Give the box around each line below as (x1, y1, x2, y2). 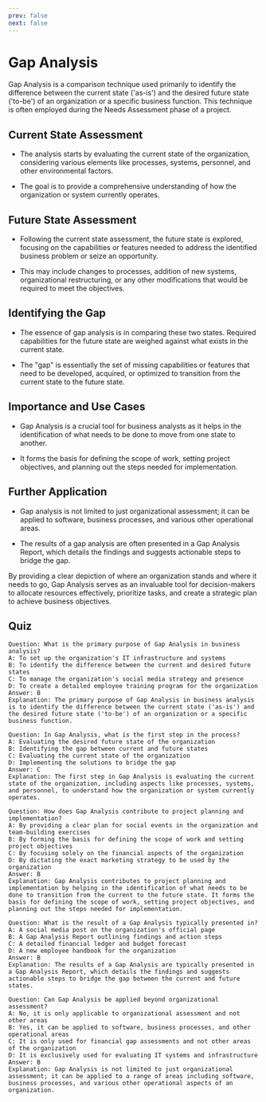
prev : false (8, 11, 48, 20)
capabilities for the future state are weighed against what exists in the (19, 336, 248, 346)
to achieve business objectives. (8, 596, 111, 606)
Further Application (8, 485, 108, 498)
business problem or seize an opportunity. (19, 252, 159, 261)
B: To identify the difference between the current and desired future (8, 662, 251, 670)
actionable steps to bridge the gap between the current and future (8, 975, 241, 983)
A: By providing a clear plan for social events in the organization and (8, 822, 259, 830)
